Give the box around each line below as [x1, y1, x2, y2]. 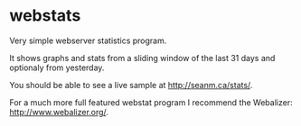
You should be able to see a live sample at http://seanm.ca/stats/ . [9, 79, 253, 90]
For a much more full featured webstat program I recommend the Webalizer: [9, 96, 293, 108]
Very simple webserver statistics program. [9, 35, 167, 46]
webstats [9, 5, 81, 26]
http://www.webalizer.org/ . [9, 106, 108, 117]
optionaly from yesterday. [9, 62, 105, 73]
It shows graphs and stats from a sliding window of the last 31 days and [9, 52, 276, 63]
